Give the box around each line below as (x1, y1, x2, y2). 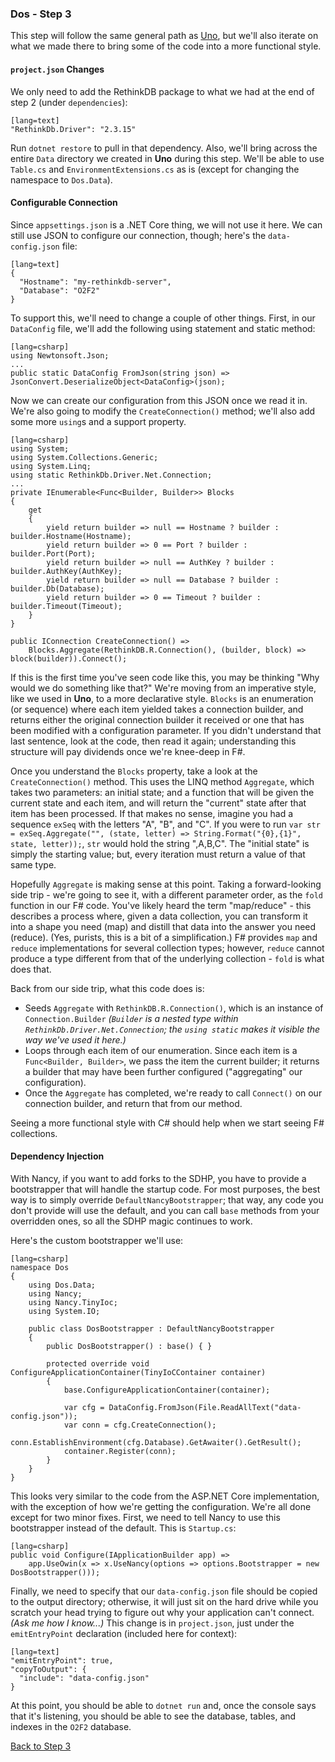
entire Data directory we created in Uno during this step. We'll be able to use (10, 152, 325, 164)
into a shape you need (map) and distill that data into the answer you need (10, 920, 317, 932)
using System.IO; (28, 1306, 101, 1316)
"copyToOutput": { (10, 1664, 87, 1674)
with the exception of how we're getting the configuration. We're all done (10, 1500, 312, 1512)
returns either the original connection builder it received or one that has (10, 713, 305, 726)
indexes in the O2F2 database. (10, 1720, 132, 1732)
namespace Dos (10, 1262, 70, 1272)
